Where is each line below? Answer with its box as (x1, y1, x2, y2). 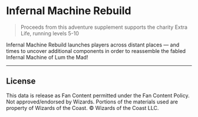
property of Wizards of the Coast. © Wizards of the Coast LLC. (6, 104, 159, 111)
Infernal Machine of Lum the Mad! (6, 54, 88, 61)
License (6, 76, 36, 86)
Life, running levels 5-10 (20, 29, 80, 36)
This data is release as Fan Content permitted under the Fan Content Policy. (6, 92, 190, 99)
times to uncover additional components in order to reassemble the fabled (6, 47, 186, 54)
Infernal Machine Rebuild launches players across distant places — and (6, 41, 180, 48)
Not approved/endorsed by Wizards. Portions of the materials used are (6, 98, 179, 105)
